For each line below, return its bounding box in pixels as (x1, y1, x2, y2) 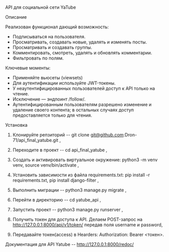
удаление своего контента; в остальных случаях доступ (12, 107, 134, 113)
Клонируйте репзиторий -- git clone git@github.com (12, 132, 124, 138)
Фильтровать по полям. (12, 55, 64, 61)
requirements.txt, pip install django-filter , (12, 177, 99, 183)
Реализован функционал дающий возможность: (5, 24, 109, 30)
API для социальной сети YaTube (5, 5, 76, 10)
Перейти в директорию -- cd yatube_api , (12, 197, 101, 203)
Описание (5, 14, 27, 20)
